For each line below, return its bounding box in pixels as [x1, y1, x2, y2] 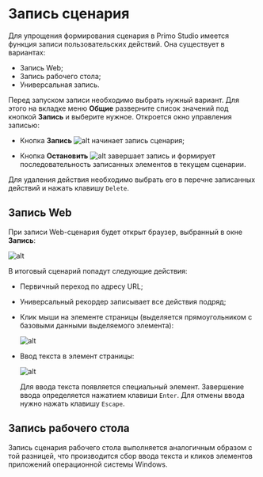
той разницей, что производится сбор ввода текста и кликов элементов [8, 451, 253, 460]
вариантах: [8, 47, 46, 57]
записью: [8, 120, 40, 130]
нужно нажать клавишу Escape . [19, 399, 125, 408]
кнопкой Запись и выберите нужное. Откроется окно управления [8, 112, 232, 121]
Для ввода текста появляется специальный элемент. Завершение [19, 381, 244, 392]
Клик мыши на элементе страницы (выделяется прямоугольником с [19, 312, 253, 321]
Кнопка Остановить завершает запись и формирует [19, 151, 215, 161]
